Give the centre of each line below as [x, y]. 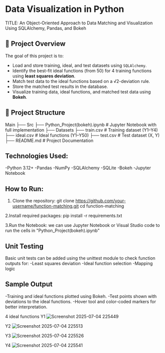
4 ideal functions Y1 [25, 316]
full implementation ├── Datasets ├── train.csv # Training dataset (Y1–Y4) [82, 130]
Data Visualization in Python [65, 9]
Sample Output [29, 284]
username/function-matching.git [46, 206]
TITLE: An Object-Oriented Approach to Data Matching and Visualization [79, 23]
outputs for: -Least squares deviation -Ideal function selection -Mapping [79, 263]
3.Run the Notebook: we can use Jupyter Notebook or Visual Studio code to [82, 225]
